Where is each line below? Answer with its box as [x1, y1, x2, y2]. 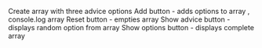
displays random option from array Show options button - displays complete [8, 23, 255, 32]
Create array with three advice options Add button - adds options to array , [8, 7, 250, 15]
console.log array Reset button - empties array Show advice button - [8, 15, 231, 24]
